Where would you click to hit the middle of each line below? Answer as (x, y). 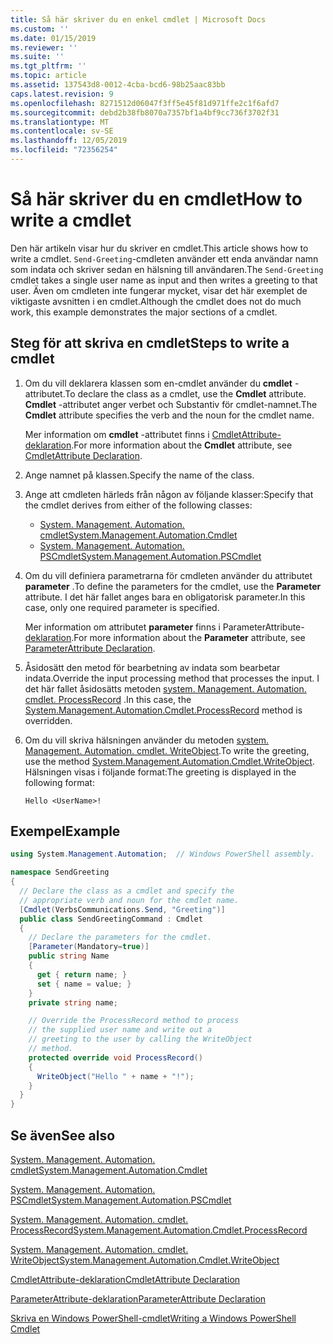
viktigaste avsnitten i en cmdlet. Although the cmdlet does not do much (156, 301)
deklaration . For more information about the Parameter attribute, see (165, 637)
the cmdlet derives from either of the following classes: (138, 505)
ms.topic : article (48, 76)
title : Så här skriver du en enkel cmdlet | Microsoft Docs (138, 19)
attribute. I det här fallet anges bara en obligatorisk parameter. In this (165, 597)
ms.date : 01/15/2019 (53, 38)
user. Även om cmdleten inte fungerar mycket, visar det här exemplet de (159, 290)
